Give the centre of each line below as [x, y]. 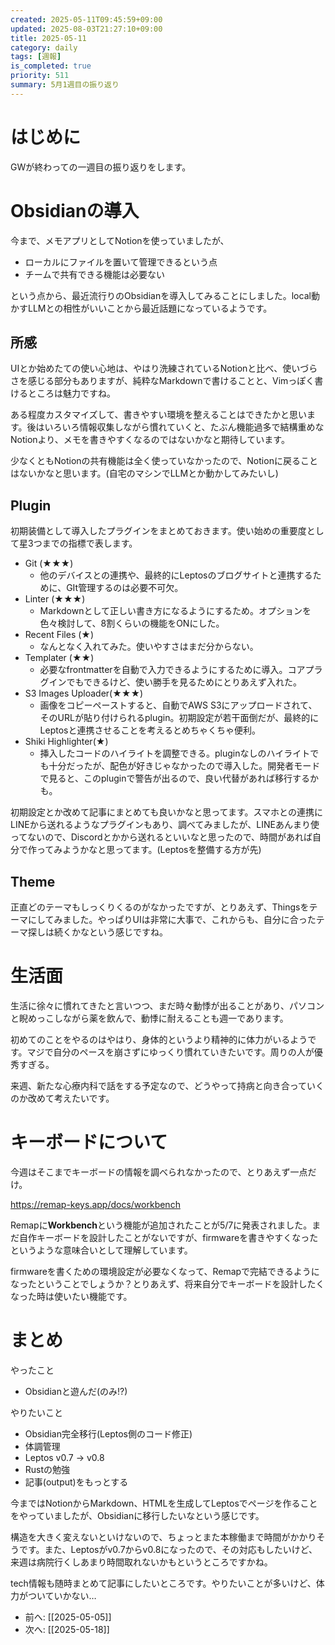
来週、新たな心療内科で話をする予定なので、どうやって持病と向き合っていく [167, 1085]
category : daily [44, 47]
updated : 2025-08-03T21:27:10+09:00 [86, 29]
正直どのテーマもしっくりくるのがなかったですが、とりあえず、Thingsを [160, 907]
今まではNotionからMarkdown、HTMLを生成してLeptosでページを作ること [164, 1503]
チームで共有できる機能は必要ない [95, 274]
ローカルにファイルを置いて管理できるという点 [121, 262]
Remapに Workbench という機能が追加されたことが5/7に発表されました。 [161, 1225]
